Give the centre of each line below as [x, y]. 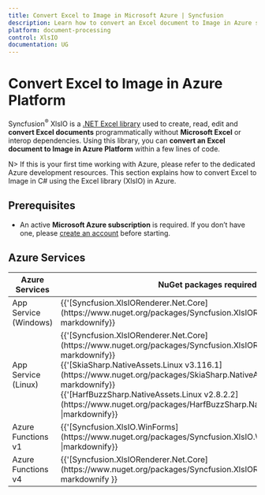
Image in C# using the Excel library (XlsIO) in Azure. [92, 181]
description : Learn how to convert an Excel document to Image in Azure [130, 23]
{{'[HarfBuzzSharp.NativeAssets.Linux [131, 395]
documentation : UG [38, 45]
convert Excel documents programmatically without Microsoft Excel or [125, 132]
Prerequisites [42, 206]
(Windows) [33, 322]
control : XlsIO [33, 37]
